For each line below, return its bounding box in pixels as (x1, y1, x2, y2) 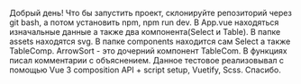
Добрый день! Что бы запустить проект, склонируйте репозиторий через (9, 8, 293, 18)
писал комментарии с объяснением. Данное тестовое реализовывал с (9, 55, 284, 65)
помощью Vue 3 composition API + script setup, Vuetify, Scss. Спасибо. (9, 64, 281, 75)
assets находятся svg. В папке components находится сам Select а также (9, 36, 291, 46)
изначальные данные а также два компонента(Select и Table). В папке (9, 27, 281, 37)
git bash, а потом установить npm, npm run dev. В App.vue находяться (9, 17, 279, 28)
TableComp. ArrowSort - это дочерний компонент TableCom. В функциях (9, 46, 287, 56)
